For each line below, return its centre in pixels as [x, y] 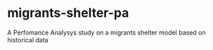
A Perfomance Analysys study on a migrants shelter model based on [106, 32]
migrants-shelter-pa [68, 13]
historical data [28, 39]
